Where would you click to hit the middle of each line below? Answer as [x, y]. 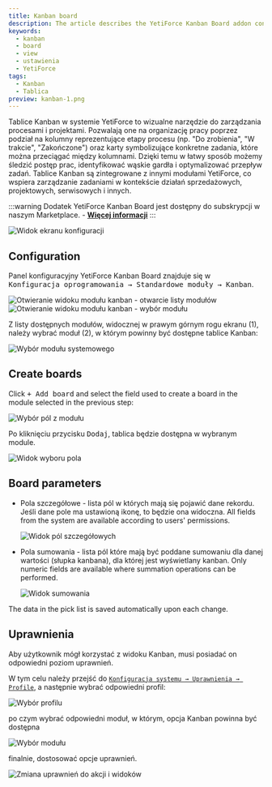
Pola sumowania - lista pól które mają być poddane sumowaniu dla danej [141, 551]
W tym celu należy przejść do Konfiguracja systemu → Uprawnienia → [124, 678]
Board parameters [55, 483]
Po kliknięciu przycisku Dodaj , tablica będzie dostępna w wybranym [123, 434]
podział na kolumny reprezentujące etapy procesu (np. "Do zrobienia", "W [132, 139]
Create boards [45, 374]
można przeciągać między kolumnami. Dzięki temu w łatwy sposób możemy [136, 156]
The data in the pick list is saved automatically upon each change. [118, 609]
